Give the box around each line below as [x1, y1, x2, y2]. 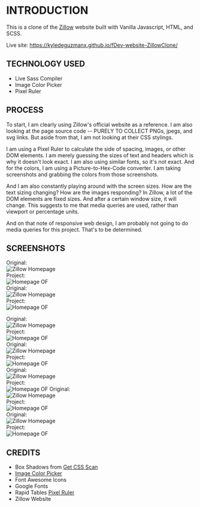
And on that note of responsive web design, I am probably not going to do [6, 220, 189, 227]
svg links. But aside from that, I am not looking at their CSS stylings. [6, 133, 174, 141]
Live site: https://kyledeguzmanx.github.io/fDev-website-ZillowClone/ [6, 41, 178, 49]
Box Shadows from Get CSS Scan [14, 463, 98, 471]
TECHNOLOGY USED [6, 59, 86, 69]
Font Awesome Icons [14, 476, 67, 484]
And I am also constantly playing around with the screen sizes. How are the [6, 182, 192, 190]
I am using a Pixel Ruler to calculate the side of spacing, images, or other [6, 145, 186, 152]
